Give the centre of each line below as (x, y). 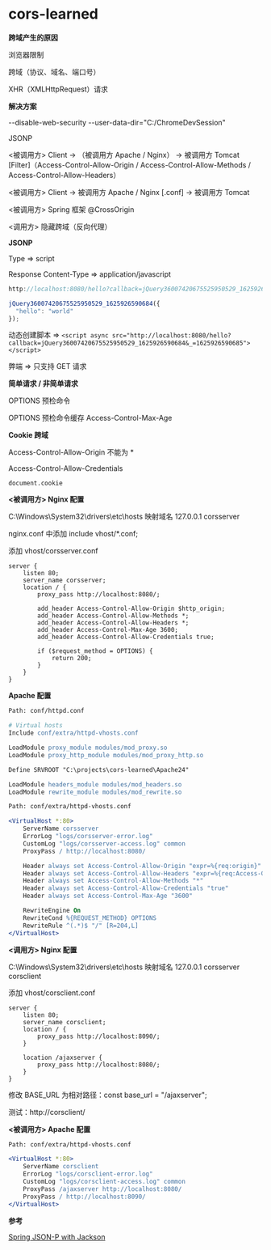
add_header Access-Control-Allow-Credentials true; (126, 637)
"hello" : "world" (45, 311)
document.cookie (35, 483)
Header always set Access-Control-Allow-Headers (106, 873)
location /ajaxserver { (63, 1057)
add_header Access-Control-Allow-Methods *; (113, 616)
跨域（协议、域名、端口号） (54, 72)
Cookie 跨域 (29, 435)
